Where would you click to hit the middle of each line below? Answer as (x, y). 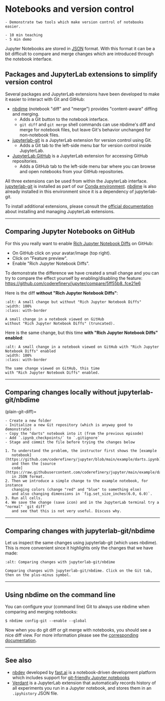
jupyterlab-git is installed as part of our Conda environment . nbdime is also (81, 186)
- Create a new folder (28, 421)
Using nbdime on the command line (60, 594)
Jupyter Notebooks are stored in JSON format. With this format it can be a (80, 48)
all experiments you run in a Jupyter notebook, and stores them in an (82, 688)
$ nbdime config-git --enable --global (46, 621)
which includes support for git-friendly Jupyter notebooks (71, 677)
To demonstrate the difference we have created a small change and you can (82, 273)
